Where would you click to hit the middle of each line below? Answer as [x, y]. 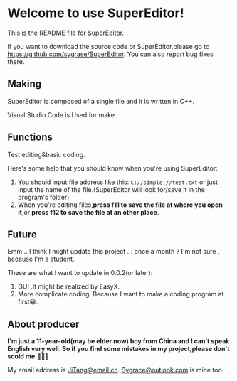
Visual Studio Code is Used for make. [62, 114]
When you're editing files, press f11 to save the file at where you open [120, 205]
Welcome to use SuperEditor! [96, 13]
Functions [30, 138]
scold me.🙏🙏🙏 [28, 356]
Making [24, 84]
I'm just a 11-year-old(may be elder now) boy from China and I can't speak [118, 341]
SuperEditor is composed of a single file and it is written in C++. [101, 101]
